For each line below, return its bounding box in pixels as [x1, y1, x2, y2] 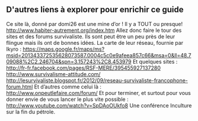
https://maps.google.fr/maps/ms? [23, 45, 105, 53]
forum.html [6, 83, 33, 90]
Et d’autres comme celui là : [34, 83, 102, 90]
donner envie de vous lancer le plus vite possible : [6, 96, 129, 103]
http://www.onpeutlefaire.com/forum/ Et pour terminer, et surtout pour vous [6, 89, 191, 96]
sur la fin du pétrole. [6, 108, 55, 115]
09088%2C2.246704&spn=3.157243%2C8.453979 [6, 58, 132, 65]
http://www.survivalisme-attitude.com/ [6, 70, 101, 77]
